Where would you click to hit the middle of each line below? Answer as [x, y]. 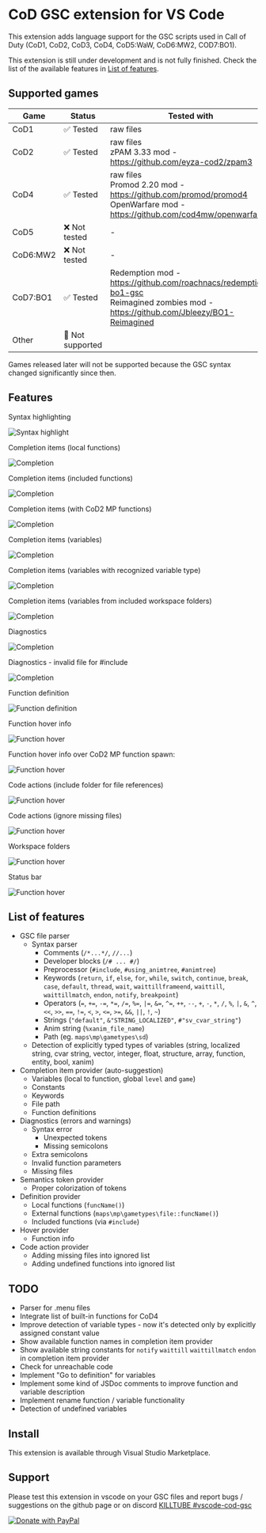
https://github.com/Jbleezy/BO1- [172, 312]
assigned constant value [60, 1333]
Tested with [190, 116]
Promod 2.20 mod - [147, 184]
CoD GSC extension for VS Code [116, 15]
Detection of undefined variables [73, 1409]
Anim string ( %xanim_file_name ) [94, 1028]
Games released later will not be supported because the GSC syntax [120, 364]
